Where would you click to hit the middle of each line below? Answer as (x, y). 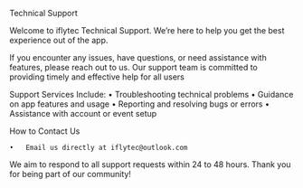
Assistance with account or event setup (83, 113)
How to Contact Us (45, 131)
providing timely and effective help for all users (97, 77)
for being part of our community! (70, 174)
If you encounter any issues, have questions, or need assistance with (138, 57)
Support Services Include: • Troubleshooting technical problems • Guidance (151, 94)
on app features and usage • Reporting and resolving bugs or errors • (139, 104)
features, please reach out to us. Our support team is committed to (133, 67)
